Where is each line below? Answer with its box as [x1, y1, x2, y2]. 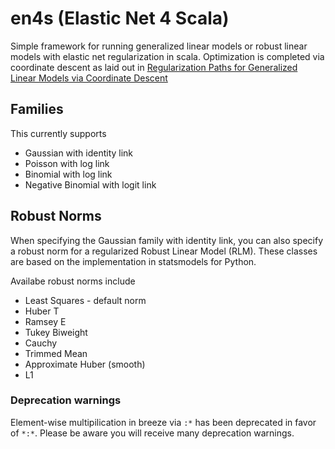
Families [10, 101, 64, 118]
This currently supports [10, 127, 107, 139]
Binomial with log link [24, 168, 113, 180]
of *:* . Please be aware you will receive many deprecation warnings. [10, 427, 295, 439]
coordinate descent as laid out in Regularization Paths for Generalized [10, 61, 298, 73]
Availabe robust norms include [10, 275, 136, 287]
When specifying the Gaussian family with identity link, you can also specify [10, 234, 324, 246]
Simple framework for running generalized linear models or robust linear [10, 40, 308, 52]
